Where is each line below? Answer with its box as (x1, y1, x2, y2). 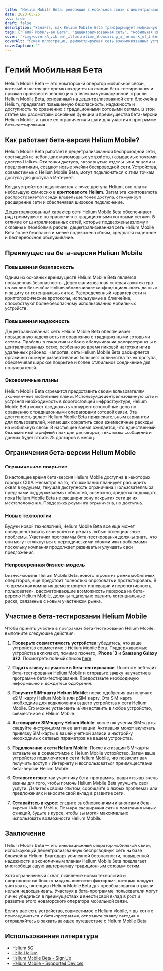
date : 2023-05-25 (5, 12, 40, 17)
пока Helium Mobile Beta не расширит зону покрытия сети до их (5, 495, 138, 501)
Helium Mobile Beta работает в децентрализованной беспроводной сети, (5, 149, 156, 155)
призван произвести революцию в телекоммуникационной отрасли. (5, 90, 148, 96)
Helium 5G (12, 945, 33, 951)
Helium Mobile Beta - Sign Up (12, 955, 72, 961)
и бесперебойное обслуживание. (5, 234, 75, 241)
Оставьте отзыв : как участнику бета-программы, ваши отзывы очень (12, 774, 158, 781)
